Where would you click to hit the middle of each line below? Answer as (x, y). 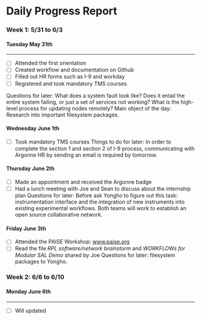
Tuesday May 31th (29, 44)
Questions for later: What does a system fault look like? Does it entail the (96, 95)
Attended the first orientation (51, 63)
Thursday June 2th (31, 169)
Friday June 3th (26, 228)
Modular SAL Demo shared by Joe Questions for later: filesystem (95, 255)
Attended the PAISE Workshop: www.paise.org (72, 242)
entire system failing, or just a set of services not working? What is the (93, 102)
